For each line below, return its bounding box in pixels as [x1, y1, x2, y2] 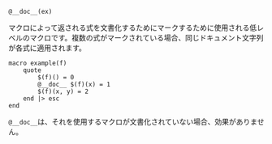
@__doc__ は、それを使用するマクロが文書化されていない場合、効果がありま [8, 117, 257, 126]
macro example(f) [8, 59, 67, 67]
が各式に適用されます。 [8, 43, 87, 53]
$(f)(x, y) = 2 [37, 87, 89, 95]
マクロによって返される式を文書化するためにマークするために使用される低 [8, 23, 257, 32]
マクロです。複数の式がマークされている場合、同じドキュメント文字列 [29, 33, 264, 42]
